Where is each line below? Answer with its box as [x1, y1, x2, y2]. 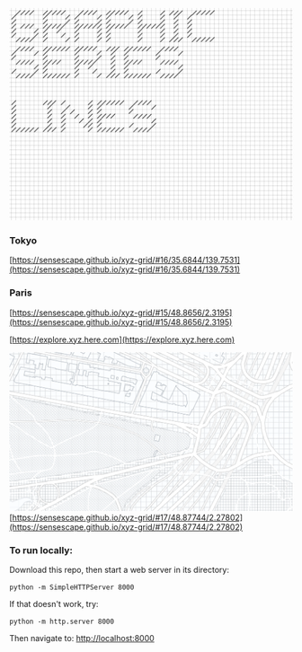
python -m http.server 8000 [9, 617, 115, 626]
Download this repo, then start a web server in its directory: [9, 564, 229, 575]
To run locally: [9, 543, 74, 556]
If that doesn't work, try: [9, 598, 99, 609]
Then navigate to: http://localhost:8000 [9, 632, 155, 643]
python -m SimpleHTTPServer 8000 [9, 583, 135, 592]
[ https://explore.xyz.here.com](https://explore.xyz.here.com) [9, 334, 235, 345]
